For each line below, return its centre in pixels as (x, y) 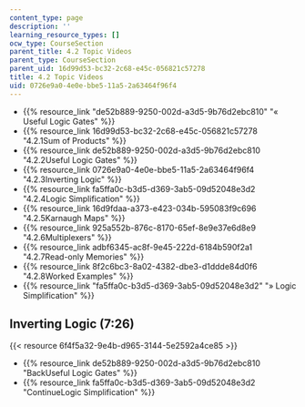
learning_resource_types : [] (65, 35)
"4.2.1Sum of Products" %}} (75, 140)
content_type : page (46, 18)
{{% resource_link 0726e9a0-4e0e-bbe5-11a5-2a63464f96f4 (138, 169)
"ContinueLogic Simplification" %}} (89, 392)
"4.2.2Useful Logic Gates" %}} (80, 159)
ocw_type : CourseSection (56, 43)
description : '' (40, 26)
